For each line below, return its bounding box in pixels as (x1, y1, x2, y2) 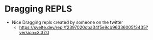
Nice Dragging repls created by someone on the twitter (11, 19, 123, 25)
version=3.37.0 (19, 29, 50, 35)
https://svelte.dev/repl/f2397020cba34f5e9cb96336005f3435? (19, 24, 148, 30)
